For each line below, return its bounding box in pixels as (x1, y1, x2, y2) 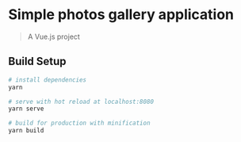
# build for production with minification (8, 119, 151, 128)
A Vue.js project (27, 32, 81, 41)
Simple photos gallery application (8, 6, 235, 24)
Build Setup (8, 55, 67, 68)
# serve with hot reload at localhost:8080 (8, 98, 155, 106)
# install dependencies (8, 75, 87, 84)
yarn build (8, 127, 44, 135)
